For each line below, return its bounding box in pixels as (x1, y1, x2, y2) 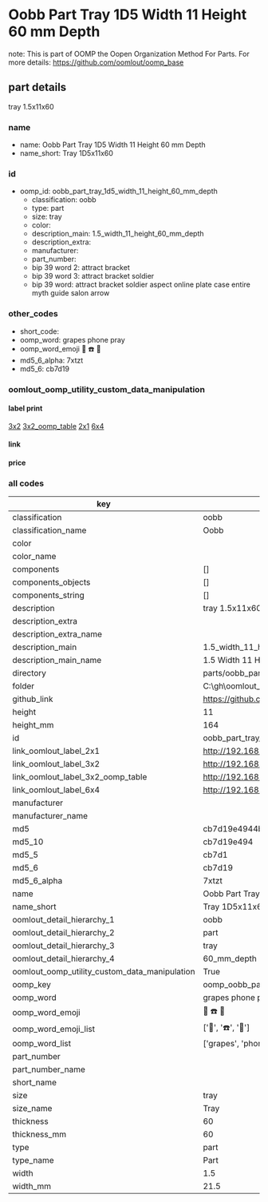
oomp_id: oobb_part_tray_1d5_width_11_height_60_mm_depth (19, 186, 218, 196)
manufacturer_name (12, 811, 89, 822)
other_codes (8, 308, 58, 319)
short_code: (19, 326, 60, 336)
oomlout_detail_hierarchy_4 (12, 953, 115, 964)
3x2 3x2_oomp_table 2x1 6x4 (8, 421, 104, 430)
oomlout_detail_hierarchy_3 (12, 940, 115, 951)
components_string (12, 589, 85, 601)
